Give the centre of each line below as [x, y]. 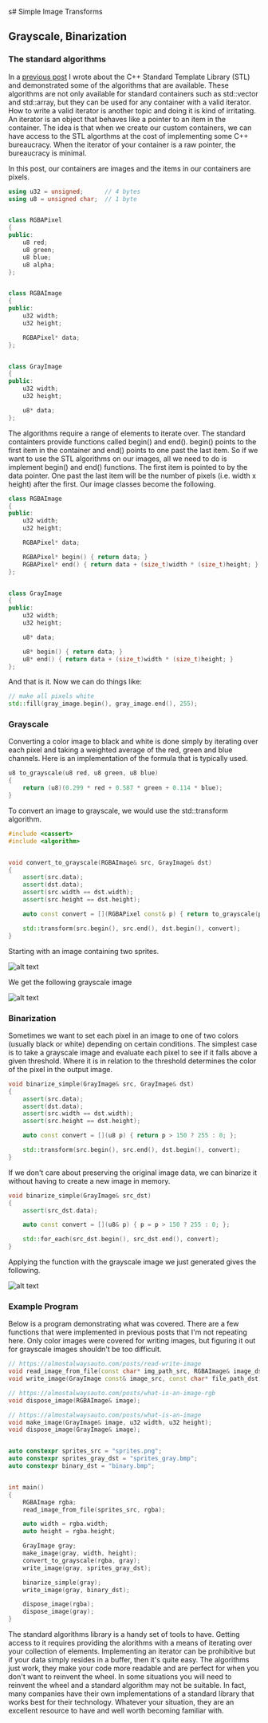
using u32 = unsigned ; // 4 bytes [75, 191]
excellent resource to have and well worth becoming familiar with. [116, 1711]
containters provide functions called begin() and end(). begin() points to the [132, 441]
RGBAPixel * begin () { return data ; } [85, 557]
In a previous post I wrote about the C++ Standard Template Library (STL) [129, 77]
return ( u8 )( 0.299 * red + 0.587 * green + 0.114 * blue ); [123, 788]
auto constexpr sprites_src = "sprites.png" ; [85, 1451]
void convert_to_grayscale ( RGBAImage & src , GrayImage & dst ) [110, 862]
